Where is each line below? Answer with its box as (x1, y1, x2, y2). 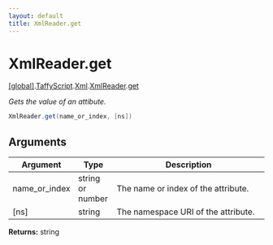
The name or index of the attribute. (116, 183, 249, 195)
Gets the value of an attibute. (8, 97, 106, 106)
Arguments (8, 135, 67, 148)
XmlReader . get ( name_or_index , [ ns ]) (8, 113, 132, 121)
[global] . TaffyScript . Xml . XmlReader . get (8, 81, 140, 91)
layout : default (8, 11, 63, 20)
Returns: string (8, 227, 59, 237)
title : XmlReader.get (8, 19, 82, 28)
